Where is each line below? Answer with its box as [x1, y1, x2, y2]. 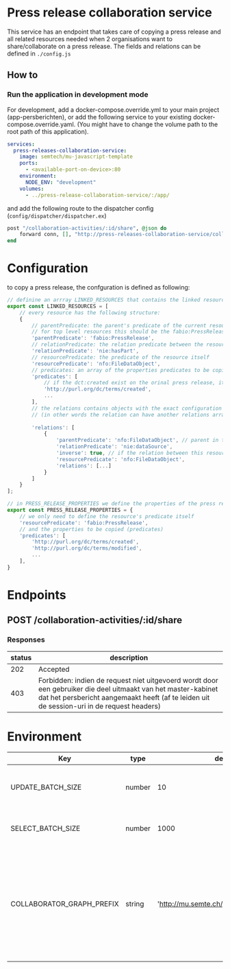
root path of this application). [7, 127, 89, 135]
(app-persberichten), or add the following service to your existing [7, 113, 192, 121]
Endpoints [7, 587, 66, 603]
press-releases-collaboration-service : [13, 147, 127, 154]
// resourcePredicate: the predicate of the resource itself [31, 353, 210, 361]
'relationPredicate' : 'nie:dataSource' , [55, 443, 173, 450]
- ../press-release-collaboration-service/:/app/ [25, 191, 170, 198]
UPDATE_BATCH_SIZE [10, 782, 82, 792]
